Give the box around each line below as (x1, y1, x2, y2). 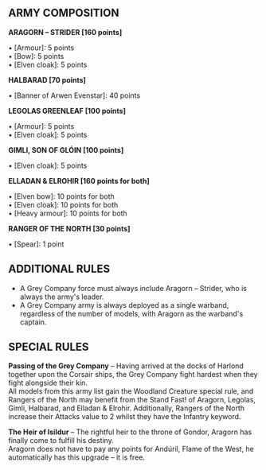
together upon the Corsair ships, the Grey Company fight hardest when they (8, 370, 258, 379)
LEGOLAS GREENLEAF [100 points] (8, 106, 126, 115)
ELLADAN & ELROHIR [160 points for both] (8, 176, 150, 185)
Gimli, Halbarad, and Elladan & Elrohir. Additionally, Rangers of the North (8, 403, 245, 413)
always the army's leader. (19, 292, 104, 301)
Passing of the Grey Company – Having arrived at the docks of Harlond (8, 361, 244, 371)
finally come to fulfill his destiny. (8, 436, 114, 445)
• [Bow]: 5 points (8, 51, 65, 60)
